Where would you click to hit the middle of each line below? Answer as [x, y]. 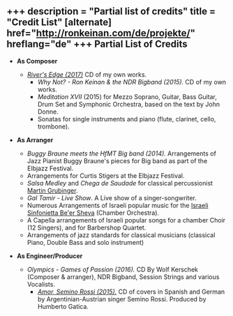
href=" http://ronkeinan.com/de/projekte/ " [101, 33]
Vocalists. [41, 284]
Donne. [48, 112]
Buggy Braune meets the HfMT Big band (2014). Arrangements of [122, 153]
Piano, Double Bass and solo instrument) [85, 242]
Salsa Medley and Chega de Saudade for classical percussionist [120, 183]
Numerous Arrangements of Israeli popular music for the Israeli [118, 205]
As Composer [37, 61]
